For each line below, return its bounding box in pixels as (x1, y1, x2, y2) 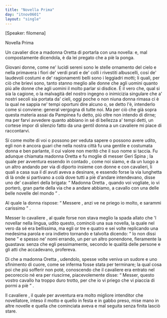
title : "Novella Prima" (5, 7, 55, 12)
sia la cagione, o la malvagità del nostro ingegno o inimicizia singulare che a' (5, 91, 163, 97)
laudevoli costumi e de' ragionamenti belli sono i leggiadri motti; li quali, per (5, 75, 160, 81)
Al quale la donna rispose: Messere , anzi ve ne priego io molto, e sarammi (5, 200, 162, 206)
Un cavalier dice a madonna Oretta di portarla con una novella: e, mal (5, 49, 148, 55)
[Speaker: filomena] (5, 30, 46, 36)
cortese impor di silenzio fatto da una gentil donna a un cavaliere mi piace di (5, 122, 162, 128)
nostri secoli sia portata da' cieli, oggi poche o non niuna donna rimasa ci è (5, 96, 160, 102)
